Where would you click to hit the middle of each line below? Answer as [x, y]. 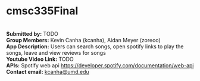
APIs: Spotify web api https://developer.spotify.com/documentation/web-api [100, 65]
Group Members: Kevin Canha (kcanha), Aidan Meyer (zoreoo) [83, 40]
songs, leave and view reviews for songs [56, 52]
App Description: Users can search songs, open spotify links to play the [95, 46]
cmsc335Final [42, 11]
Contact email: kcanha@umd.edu [48, 71]
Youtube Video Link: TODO [40, 59]
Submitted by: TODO [32, 33]
